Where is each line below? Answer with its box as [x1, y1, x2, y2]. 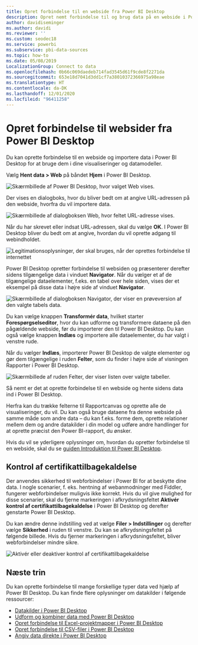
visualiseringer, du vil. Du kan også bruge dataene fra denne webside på [6, 408, 182, 415]
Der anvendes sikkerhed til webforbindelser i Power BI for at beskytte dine [6, 478, 187, 485]
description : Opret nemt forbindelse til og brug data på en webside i [6, 14, 186, 20]
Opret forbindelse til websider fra [6, 121, 173, 135]
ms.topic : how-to [6, 52, 49, 58]
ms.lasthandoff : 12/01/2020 [6, 91, 75, 97]
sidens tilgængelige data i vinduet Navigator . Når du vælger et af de [6, 271, 172, 278]
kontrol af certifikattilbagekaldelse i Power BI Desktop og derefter [6, 502, 169, 510]
